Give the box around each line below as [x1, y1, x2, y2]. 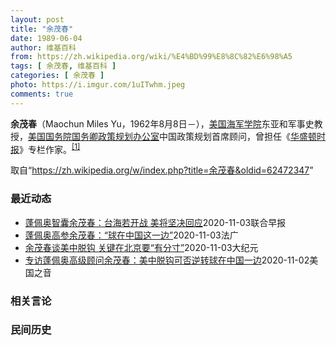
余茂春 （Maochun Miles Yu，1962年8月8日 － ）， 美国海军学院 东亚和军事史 [10, 117, 315, 130]
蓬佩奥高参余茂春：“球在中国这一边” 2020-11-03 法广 [24, 229, 239, 241]
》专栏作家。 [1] [19, 141, 81, 155]
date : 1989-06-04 [10, 33, 83, 43]
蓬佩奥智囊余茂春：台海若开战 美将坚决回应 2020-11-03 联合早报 [24, 216, 287, 228]
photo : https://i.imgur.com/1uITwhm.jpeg [10, 80, 186, 90]
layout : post [10, 14, 65, 25]
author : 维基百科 [10, 42, 77, 53]
